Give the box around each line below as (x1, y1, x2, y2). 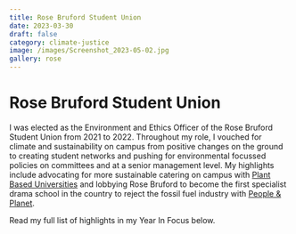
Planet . (9, 198, 36, 208)
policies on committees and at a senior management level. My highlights (9, 159, 275, 170)
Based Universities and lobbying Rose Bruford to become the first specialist (9, 179, 287, 190)
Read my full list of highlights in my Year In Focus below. (9, 214, 216, 225)
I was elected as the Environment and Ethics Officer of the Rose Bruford (9, 122, 274, 133)
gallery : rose (9, 54, 62, 63)
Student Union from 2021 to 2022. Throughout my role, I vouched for (9, 131, 262, 142)
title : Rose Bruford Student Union (9, 12, 142, 22)
